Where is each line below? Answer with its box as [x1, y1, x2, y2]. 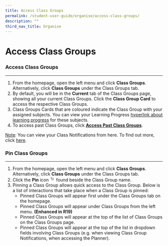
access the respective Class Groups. [12, 101, 88, 107]
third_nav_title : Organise [5, 24, 61, 29]
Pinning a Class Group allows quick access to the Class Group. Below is [12, 182, 160, 188]
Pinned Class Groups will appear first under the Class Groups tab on [19, 193, 161, 199]
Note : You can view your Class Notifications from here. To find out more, [5, 132, 155, 138]
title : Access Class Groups [5, 8, 64, 13]
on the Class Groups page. [19, 220, 75, 226]
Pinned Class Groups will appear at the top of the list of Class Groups [19, 214, 163, 220]
